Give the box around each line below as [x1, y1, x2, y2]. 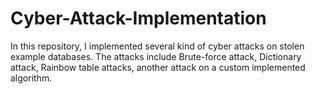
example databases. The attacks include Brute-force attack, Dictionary [10, 50, 302, 62]
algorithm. [10, 72, 53, 84]
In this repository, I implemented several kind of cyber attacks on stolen [10, 40, 305, 52]
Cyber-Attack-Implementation [10, 7, 267, 30]
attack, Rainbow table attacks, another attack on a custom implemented [10, 61, 306, 73]
